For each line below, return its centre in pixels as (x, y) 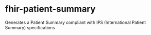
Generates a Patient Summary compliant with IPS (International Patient (75, 22)
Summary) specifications (30, 27)
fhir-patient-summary (50, 9)
